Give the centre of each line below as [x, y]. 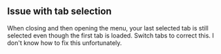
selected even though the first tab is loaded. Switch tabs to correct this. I [110, 35]
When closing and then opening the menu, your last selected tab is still [108, 28]
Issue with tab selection [59, 11]
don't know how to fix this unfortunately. [65, 43]
